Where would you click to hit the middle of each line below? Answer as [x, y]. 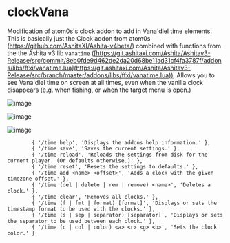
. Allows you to [194, 75]
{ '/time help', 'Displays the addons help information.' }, [122, 142]
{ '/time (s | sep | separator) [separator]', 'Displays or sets [128, 215]
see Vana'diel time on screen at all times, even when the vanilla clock [105, 82]
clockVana [38, 12]
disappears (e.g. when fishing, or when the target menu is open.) [99, 90]
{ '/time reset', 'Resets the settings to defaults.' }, [115, 166]
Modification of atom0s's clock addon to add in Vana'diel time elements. [109, 31]
